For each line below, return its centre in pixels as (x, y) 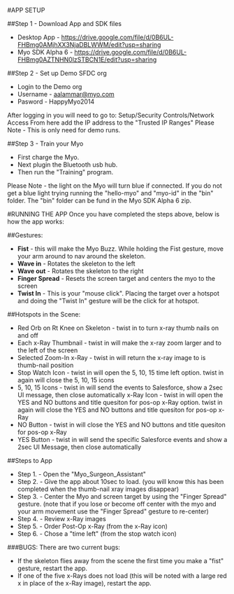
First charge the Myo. (48, 157)
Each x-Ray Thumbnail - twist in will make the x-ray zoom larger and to (119, 343)
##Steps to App (30, 461)
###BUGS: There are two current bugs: (64, 547)
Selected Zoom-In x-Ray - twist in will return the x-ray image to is (111, 358)
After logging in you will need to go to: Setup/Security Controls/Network (111, 115)
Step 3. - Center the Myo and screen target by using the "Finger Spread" (122, 496)
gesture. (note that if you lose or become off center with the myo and (117, 504)
